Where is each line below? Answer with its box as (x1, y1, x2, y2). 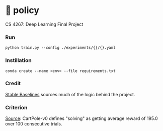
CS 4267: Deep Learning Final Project (5, 21, 84, 27)
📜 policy (5, 5, 39, 16)
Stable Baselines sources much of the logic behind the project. (5, 91, 135, 97)
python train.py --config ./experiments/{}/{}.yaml (5, 45, 116, 50)
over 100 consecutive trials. (5, 121, 62, 127)
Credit (5, 80, 21, 87)
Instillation (5, 57, 32, 64)
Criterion (5, 104, 28, 111)
